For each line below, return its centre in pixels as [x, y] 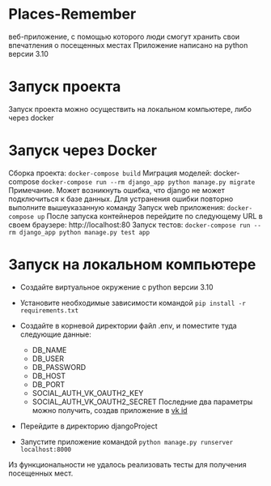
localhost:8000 [46, 449]
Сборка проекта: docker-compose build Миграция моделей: [110, 173]
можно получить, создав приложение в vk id [110, 410]
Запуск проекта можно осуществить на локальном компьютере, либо [130, 109]
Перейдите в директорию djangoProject [89, 426]
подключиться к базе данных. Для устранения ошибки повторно [121, 199]
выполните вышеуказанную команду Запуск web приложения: [117, 207]
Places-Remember [72, 14]
